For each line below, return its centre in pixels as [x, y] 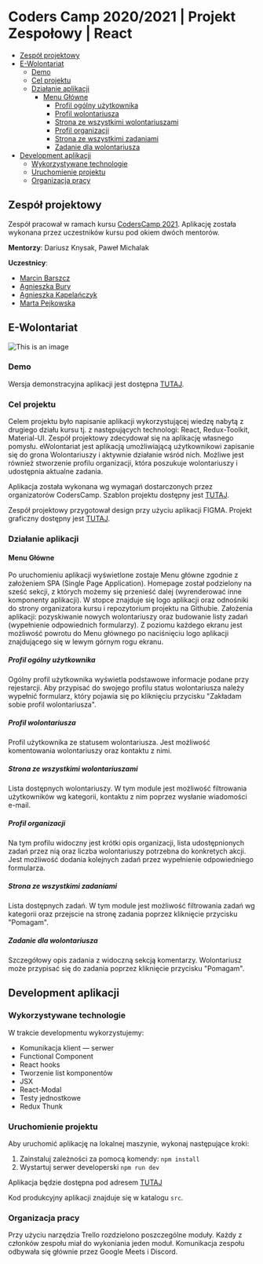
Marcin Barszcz [45, 278]
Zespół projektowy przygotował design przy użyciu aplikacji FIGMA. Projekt [130, 510]
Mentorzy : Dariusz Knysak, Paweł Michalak [79, 247]
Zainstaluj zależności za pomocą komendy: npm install [110, 1159]
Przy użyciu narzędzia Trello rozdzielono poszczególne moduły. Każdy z [125, 1235]
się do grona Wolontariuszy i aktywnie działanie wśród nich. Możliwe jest [126, 455]
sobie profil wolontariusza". [52, 705]
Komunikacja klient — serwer [66, 1047]
